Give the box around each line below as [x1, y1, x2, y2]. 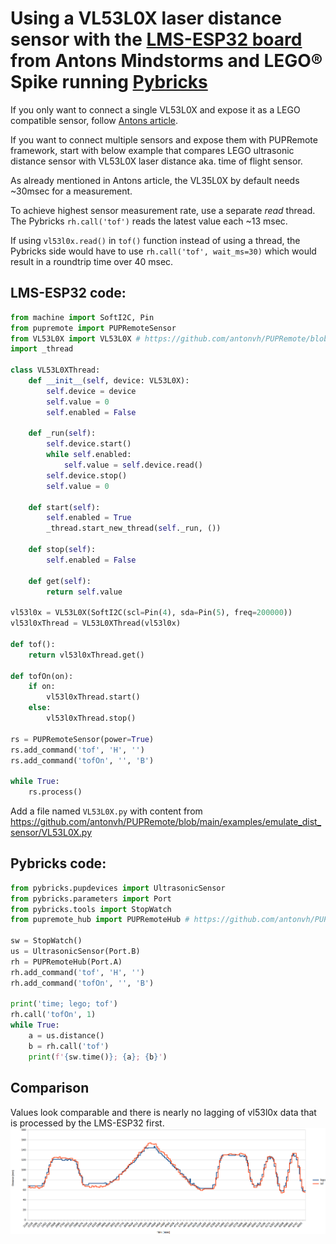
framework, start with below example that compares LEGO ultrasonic [10, 144, 295, 156]
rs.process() [28, 787, 83, 797]
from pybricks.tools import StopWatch [10, 904, 172, 914]
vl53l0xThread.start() [46, 692, 141, 702]
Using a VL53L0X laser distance [10, 7, 283, 30]
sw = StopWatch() [10, 936, 83, 946]
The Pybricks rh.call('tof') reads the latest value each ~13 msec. [10, 215, 288, 227]
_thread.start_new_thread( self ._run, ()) [46, 523, 222, 534]
